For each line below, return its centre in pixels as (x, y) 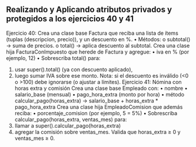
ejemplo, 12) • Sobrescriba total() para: (53, 58)
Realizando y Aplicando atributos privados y (89, 10)
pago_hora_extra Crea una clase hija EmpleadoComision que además (99, 107)
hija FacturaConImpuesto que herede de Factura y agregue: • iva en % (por (98, 52)
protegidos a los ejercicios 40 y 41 (70, 19)
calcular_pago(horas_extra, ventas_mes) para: (71, 119)
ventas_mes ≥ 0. (35, 138)
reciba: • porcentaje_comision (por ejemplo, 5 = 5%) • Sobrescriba (96, 113)
